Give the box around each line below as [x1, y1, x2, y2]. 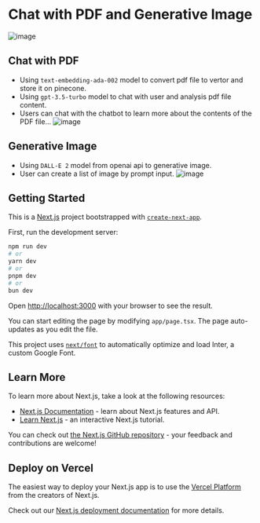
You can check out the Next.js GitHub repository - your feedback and [8, 430, 233, 440]
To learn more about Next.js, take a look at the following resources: [8, 391, 225, 401]
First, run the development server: [8, 228, 119, 237]
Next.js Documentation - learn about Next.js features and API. [19, 407, 220, 416]
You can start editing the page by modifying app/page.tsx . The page [8, 316, 229, 325]
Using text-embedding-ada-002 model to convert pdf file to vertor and [19, 75, 244, 84]
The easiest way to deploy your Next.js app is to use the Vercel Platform [8, 482, 242, 492]
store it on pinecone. [19, 83, 86, 93]
